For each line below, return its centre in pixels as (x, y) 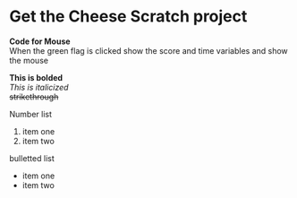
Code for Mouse (40, 41)
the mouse (29, 60)
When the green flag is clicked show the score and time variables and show (148, 50)
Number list (30, 114)
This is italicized (39, 87)
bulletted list (32, 158)
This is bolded (36, 77)
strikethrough (34, 97)
